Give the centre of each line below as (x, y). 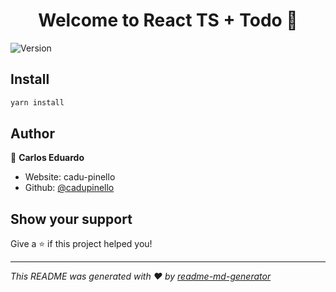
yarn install (37, 102)
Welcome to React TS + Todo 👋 (168, 20)
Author (32, 134)
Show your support (71, 219)
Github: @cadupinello (69, 188)
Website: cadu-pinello (70, 177)
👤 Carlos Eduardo (47, 158)
